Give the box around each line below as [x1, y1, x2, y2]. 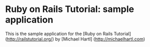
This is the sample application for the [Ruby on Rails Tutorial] [5, 30, 131, 36]
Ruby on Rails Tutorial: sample [5, 3, 134, 15]
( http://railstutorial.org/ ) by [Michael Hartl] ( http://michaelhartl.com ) [5, 36, 145, 42]
